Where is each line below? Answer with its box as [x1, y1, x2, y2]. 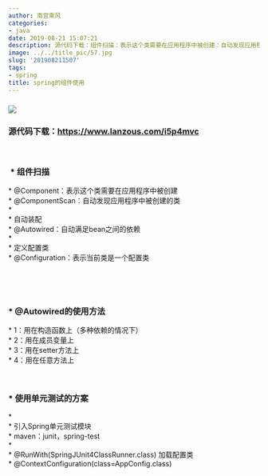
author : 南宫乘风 [8, 11, 61, 20]
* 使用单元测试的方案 [8, 393, 89, 404]
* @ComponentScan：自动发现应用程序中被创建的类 [8, 196, 181, 206]
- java [8, 26, 30, 34]
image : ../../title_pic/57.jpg [8, 49, 112, 57]
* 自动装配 [8, 214, 42, 224]
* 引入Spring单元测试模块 [8, 421, 92, 430]
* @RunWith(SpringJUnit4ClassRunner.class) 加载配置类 [8, 450, 194, 459]
